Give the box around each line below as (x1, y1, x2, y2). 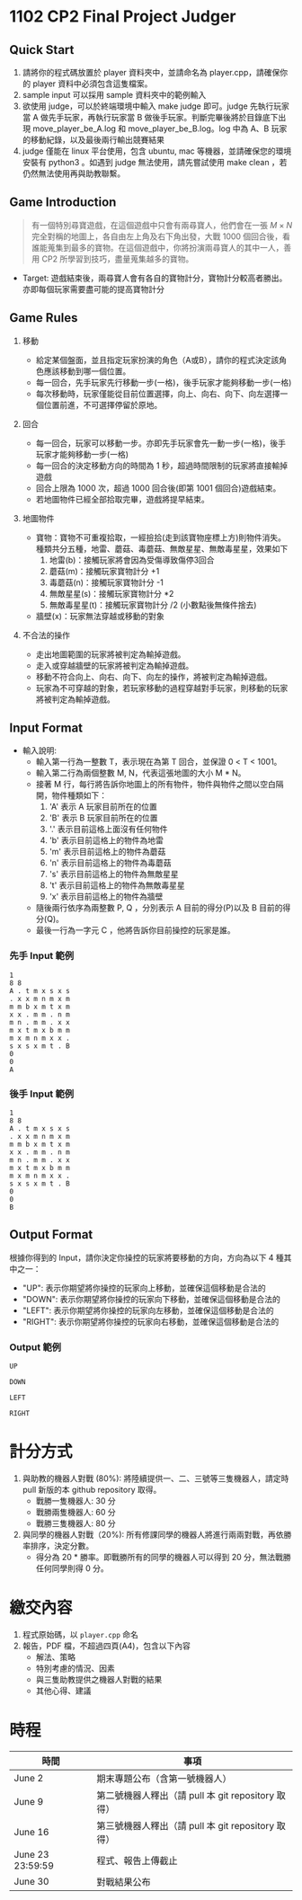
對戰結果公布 (96, 1876, 151, 1888)
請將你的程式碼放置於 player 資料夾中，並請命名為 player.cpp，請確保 (22, 67, 280, 77)
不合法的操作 (22, 629, 70, 640)
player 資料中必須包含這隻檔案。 (32, 78, 153, 89)
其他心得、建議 (35, 1685, 92, 1696)
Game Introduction (9, 195, 117, 210)
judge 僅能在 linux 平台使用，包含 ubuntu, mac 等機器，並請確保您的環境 (22, 146, 292, 156)
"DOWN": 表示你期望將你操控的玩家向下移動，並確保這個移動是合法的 (22, 1293, 280, 1304)
